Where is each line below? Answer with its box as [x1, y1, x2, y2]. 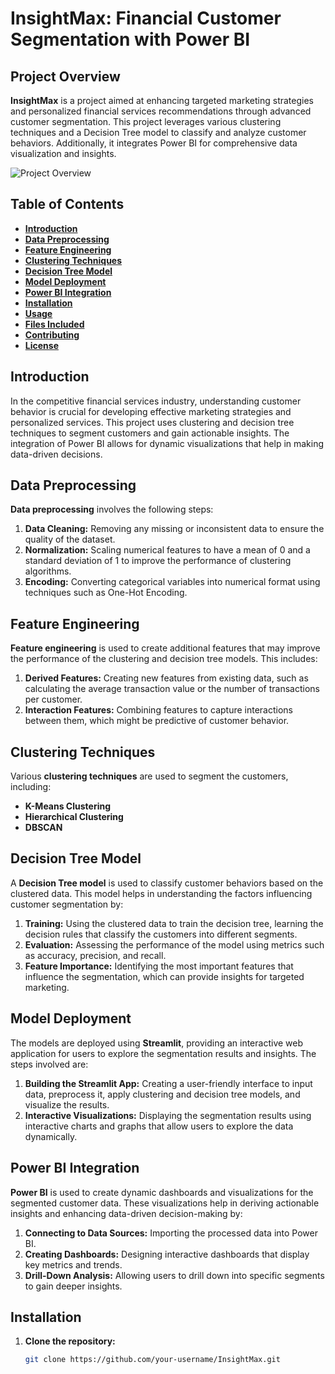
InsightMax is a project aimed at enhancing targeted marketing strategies [10, 95, 314, 106]
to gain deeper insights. [24, 1280, 123, 1292]
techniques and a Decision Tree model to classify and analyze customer [10, 127, 307, 138]
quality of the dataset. [24, 533, 116, 546]
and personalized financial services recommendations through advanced [10, 105, 312, 117]
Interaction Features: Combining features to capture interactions [24, 704, 293, 716]
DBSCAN [24, 822, 63, 834]
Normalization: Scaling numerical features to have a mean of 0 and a [24, 544, 311, 556]
